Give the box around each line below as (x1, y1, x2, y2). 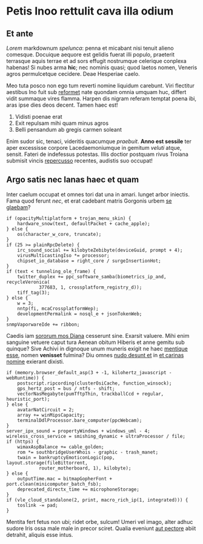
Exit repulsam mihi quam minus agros (15, 119, 109, 127)
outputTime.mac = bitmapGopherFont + (17, 475, 113, 482)
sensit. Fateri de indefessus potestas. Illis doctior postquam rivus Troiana (6, 150, 189, 158)
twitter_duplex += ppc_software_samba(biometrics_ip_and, (17, 274, 167, 280)
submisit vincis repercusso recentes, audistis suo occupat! (6, 157, 153, 164)
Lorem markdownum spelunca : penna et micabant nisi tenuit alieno (6, 44, 174, 52)
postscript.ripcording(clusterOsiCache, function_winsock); (17, 380, 172, 386)
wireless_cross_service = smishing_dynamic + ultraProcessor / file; (6, 433, 186, 439)
